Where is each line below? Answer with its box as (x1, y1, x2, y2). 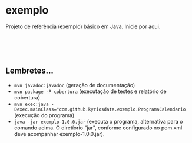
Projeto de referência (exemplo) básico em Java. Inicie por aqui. (5, 23, 161, 30)
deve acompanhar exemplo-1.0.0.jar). (14, 130, 105, 137)
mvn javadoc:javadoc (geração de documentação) (14, 81, 135, 88)
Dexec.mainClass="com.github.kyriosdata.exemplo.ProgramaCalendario (14, 107, 186, 112)
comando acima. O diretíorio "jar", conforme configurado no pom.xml (14, 124, 183, 131)
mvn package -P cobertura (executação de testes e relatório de (14, 88, 167, 95)
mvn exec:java (14, 101, 49, 107)
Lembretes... (5, 66, 54, 76)
